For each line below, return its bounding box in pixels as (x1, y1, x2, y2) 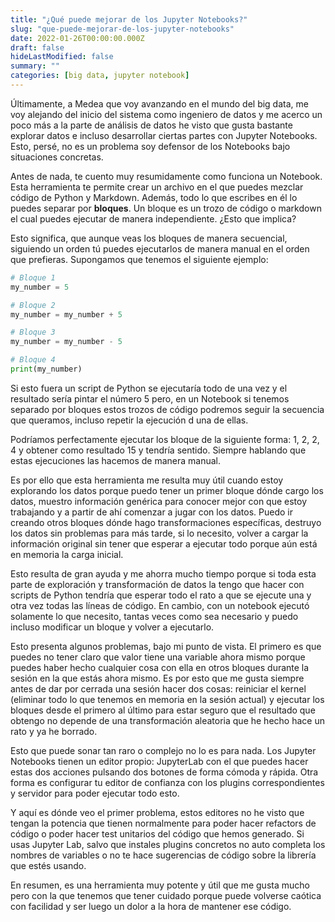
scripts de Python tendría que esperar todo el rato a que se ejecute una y (10, 589, 312, 601)
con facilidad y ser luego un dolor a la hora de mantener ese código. (10, 900, 292, 912)
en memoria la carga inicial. (10, 548, 124, 560)
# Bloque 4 (10, 355, 56, 365)
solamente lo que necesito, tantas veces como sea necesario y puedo (10, 610, 299, 622)
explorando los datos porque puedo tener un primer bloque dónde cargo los (10, 484, 324, 496)
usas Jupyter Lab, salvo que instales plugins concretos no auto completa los (10, 838, 326, 850)
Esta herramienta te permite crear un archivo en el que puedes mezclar (10, 181, 304, 193)
